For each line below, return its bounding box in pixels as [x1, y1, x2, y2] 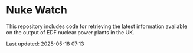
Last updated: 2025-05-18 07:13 [6, 40, 84, 47]
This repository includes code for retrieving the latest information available [6, 23, 188, 30]
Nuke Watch [6, 3, 68, 17]
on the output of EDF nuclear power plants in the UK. [6, 29, 135, 36]
